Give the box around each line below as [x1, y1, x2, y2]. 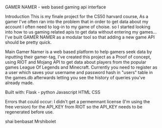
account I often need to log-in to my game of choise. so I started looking [5, 24, 150, 30]
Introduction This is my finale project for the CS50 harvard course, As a [5, 14, 149, 19]
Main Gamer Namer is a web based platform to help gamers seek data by [5, 49, 152, 55]
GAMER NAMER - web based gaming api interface [5, 4, 106, 10]
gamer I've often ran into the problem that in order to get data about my [5, 19, 149, 24]
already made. [5, 80, 34, 86]
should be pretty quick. [5, 39, 52, 45]
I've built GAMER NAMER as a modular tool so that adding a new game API [5, 34, 155, 40]
